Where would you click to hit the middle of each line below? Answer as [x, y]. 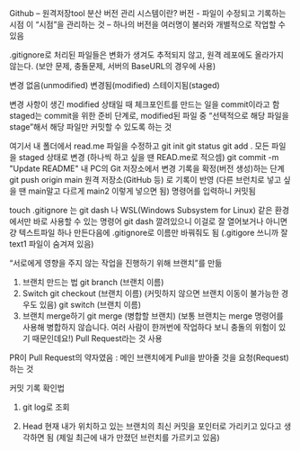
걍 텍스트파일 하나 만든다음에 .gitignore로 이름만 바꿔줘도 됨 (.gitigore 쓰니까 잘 [149, 233]
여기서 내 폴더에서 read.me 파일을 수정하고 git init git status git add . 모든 [139, 146]
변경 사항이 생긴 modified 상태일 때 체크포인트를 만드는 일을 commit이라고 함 [145, 104]
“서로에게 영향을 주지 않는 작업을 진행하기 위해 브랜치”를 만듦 [116, 263]
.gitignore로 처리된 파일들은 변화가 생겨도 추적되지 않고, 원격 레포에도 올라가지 [147, 55]
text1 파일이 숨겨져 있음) [52, 244]
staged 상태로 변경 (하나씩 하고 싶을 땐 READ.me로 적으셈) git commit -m [149, 157]
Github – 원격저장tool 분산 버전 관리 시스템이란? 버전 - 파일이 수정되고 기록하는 [148, 13]
